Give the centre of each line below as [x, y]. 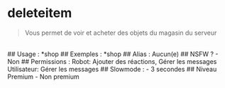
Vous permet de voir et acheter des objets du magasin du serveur [121, 33]
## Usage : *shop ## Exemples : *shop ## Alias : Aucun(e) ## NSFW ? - [113, 54]
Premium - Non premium [43, 77]
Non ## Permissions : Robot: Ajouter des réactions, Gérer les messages [112, 61]
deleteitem [40, 13]
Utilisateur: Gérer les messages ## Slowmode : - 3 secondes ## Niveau [112, 69]
